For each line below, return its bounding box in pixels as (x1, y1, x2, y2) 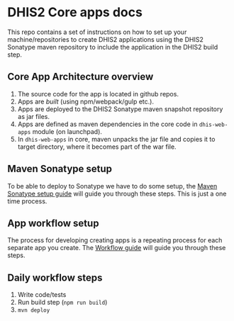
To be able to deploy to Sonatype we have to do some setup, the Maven (7, 181, 218, 190)
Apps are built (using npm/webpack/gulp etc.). (17, 97, 155, 106)
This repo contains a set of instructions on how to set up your (7, 28, 187, 36)
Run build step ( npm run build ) (17, 298, 108, 307)
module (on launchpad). (32, 127, 103, 135)
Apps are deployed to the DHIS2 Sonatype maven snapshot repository (17, 104, 223, 113)
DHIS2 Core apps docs (7, 4, 143, 21)
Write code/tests (17, 291, 67, 299)
